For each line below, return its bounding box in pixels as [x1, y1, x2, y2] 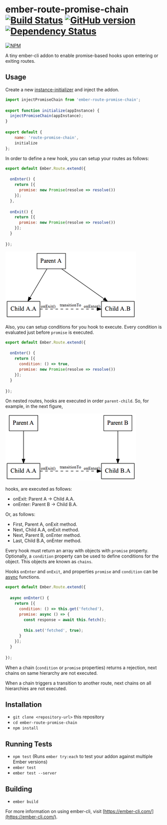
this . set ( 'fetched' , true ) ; [24, 628, 83, 633]
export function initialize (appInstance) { [5, 108, 100, 113]
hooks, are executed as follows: [5, 486, 72, 492]
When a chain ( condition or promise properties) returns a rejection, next [5, 665, 157, 671]
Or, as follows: [5, 511, 36, 517]
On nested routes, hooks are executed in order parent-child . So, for [5, 398, 149, 404]
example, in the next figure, [5, 403, 63, 409]
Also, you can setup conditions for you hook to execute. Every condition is [5, 324, 162, 330]
